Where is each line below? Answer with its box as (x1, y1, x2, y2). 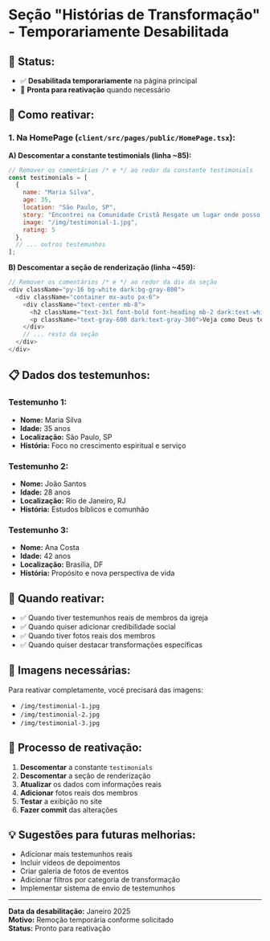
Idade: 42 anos (19, 552, 71, 561)
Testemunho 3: (8, 524, 69, 536)
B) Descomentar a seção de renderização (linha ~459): (8, 263, 196, 272)
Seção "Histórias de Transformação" (8, 6, 260, 24)
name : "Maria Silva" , (22, 189, 95, 197)
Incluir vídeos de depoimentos (19, 857, 121, 868)
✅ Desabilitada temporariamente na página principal (19, 76, 198, 85)
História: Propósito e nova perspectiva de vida (19, 568, 175, 578)
